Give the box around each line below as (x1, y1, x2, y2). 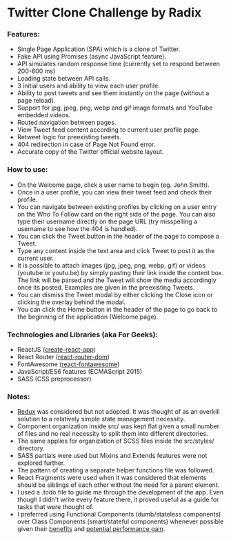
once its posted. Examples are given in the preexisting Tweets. (17, 283, 195, 291)
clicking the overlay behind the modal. (17, 298, 126, 306)
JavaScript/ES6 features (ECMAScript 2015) (17, 368, 143, 376)
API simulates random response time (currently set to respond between (17, 60, 221, 68)
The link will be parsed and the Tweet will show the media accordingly (17, 276, 217, 284)
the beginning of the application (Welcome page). (17, 312, 159, 321)
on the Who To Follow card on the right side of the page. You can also (17, 210, 216, 218)
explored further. (17, 459, 66, 467)
